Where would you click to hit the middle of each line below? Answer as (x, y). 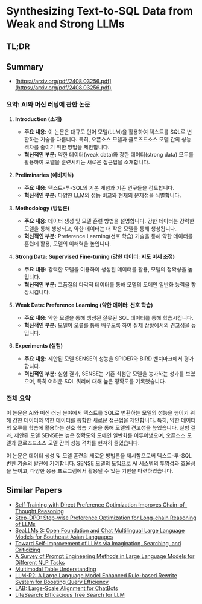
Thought (26, 511)
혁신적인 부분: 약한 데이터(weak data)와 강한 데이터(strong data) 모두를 (109, 154)
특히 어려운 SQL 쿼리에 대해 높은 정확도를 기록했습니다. (102, 381)
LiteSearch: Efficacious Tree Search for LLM (70, 594)
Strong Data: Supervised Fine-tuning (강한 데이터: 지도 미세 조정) (95, 256)
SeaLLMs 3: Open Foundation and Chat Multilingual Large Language (100, 530)
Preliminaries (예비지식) (44, 175)
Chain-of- (175, 505)
